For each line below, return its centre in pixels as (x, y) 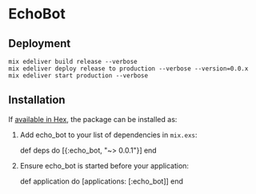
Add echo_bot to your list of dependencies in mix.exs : (108, 135)
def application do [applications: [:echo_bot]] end (102, 181)
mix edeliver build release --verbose (73, 61)
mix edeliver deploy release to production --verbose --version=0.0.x (128, 69)
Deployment (40, 44)
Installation (37, 100)
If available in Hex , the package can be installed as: (93, 119)
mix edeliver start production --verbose (78, 76)
